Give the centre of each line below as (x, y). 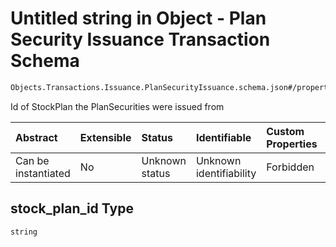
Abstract (36, 137)
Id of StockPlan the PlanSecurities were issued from (117, 106)
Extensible (105, 137)
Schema (45, 61)
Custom (285, 131)
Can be (32, 160)
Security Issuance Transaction (140, 39)
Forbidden (290, 167)
